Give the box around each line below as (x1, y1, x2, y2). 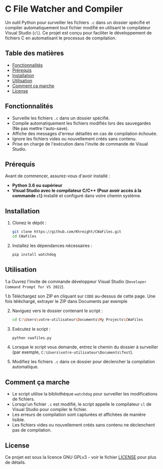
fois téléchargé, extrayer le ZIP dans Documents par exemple (5, 298, 127, 304)
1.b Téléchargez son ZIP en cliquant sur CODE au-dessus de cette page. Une (5, 293, 156, 299)
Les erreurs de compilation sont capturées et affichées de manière (12, 412, 146, 417)
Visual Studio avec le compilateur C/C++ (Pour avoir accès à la (12, 188, 142, 193)
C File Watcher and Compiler (5, 3, 123, 15)
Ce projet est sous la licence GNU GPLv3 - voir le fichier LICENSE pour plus (5, 454, 157, 460)
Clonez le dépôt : (12, 220, 47, 226)
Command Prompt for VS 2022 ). (5, 283, 65, 289)
